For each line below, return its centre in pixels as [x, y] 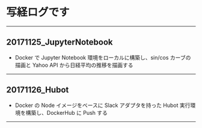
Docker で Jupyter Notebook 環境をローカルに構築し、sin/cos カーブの [103, 57]
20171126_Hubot [38, 90]
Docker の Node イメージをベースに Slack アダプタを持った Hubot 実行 [103, 105]
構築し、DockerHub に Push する [67, 112]
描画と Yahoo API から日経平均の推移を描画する [74, 65]
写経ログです [38, 12]
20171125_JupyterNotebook [60, 42]
